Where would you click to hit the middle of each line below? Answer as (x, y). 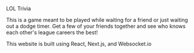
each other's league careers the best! (52, 32)
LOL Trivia (19, 9)
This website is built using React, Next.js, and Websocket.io (79, 44)
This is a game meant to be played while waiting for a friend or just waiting (97, 20)
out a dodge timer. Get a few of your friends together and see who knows (96, 26)
